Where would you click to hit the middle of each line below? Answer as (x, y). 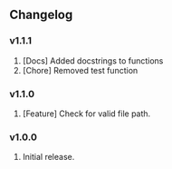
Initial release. (48, 157)
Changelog (41, 15)
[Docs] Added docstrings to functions (93, 60)
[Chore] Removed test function (80, 70)
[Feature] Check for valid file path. (86, 114)
